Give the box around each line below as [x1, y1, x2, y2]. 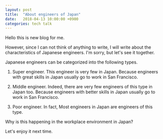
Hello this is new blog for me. [5, 35, 65, 41]
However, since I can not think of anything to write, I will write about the [5, 44, 152, 50]
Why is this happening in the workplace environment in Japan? [5, 119, 133, 125]
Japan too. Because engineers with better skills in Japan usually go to [12, 89, 156, 95]
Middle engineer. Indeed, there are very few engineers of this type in [12, 84, 153, 90]
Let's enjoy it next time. [5, 129, 53, 135]
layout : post [5, 7, 32, 12]
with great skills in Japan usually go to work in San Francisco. [12, 74, 138, 80]
